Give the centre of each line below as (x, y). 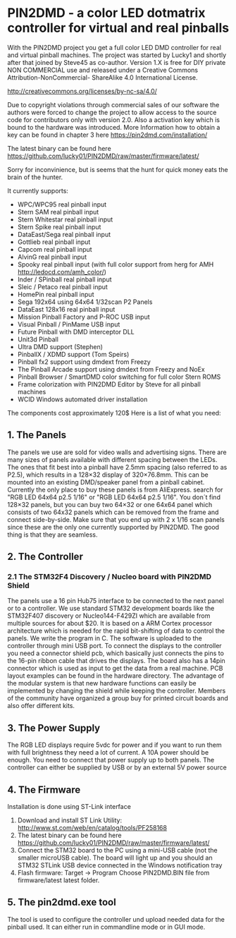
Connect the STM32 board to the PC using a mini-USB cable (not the (117, 851)
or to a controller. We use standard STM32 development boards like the (111, 609)
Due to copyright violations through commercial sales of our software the (113, 104)
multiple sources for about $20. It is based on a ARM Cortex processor (110, 623)
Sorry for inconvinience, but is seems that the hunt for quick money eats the (118, 169)
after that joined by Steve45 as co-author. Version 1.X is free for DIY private (117, 62)
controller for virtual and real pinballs (118, 28)
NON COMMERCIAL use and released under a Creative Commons (103, 70)
